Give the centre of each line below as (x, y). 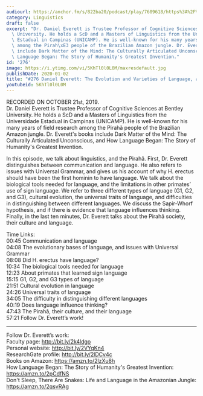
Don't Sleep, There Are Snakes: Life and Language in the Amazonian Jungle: (101, 380)
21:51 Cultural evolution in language (50, 286)
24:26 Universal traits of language (49, 292)
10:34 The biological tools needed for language (65, 267)
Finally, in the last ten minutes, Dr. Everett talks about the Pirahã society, (96, 216)
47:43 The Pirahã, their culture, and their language (69, 311)
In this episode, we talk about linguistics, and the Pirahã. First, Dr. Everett (97, 158)
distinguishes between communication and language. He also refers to (94, 165)
